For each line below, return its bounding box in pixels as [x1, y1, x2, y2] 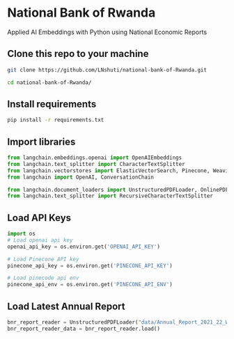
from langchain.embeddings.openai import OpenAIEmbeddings [7, 154, 182, 161]
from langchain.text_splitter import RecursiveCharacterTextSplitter [7, 192, 214, 199]
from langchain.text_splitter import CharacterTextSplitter [7, 160, 186, 167]
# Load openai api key [7, 236, 73, 244]
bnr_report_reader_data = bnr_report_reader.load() [7, 325, 160, 332]
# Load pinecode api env [7, 274, 79, 282]
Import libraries [7, 135, 76, 147]
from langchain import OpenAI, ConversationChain [7, 174, 155, 181]
